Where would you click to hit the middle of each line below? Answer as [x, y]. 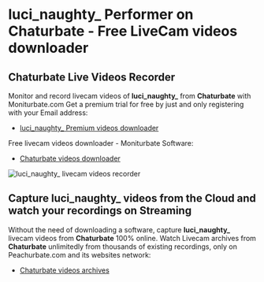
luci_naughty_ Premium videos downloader [89, 128]
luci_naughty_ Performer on [101, 15]
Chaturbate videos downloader [70, 158]
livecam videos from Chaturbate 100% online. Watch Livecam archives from [132, 238]
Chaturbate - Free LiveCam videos [123, 31]
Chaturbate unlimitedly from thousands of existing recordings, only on [123, 247]
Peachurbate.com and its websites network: [80, 254]
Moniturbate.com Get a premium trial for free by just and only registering [126, 104]
